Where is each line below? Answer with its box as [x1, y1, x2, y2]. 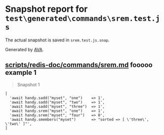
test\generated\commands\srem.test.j [5, 14, 161, 23]
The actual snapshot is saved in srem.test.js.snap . [5, 37, 110, 43]
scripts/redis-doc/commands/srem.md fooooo [5, 61, 153, 69]
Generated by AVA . [5, 46, 44, 52]
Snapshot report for [5, 3, 88, 15]
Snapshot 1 [17, 81, 40, 87]
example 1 [5, 68, 37, 77]
